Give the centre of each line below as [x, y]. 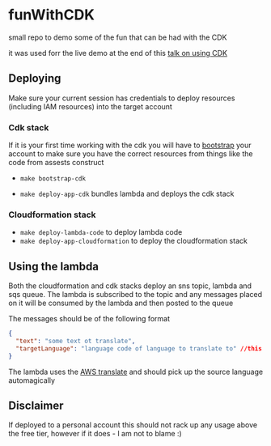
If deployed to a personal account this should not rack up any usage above [133, 425]
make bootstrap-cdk [53, 179]
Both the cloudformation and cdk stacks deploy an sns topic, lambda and [130, 286]
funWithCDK [52, 15]
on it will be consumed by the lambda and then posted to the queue [121, 303]
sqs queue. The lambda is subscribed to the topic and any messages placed [135, 295]
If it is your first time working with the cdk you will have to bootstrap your [130, 145]
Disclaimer [36, 406]
